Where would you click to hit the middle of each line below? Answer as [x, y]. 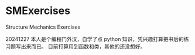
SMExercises [38, 11]
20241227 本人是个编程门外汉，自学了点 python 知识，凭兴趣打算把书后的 [95, 39]
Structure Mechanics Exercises [43, 27]
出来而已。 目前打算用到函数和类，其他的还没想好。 [83, 46]
